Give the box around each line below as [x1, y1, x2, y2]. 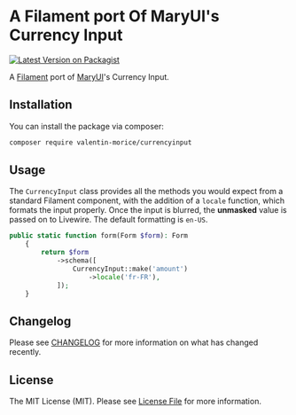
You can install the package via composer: [9, 121, 164, 131]
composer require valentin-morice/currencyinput [9, 137, 192, 147]
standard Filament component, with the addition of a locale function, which [9, 195, 285, 206]
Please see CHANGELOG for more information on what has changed [9, 337, 259, 348]
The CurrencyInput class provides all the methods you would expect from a [9, 186, 284, 197]
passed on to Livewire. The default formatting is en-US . [9, 215, 208, 225]
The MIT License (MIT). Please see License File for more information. [9, 396, 261, 407]
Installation [9, 98, 73, 113]
